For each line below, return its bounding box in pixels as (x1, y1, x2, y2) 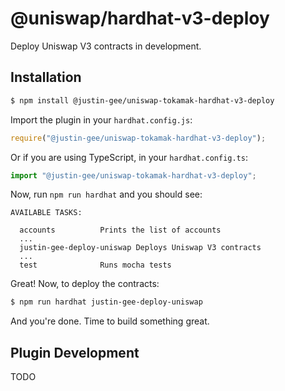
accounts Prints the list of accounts (19, 225, 222, 236)
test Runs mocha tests (19, 260, 172, 271)
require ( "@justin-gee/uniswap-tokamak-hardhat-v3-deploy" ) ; (10, 133, 267, 143)
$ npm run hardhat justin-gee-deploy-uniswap (10, 297, 203, 307)
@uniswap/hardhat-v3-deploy (10, 7, 270, 30)
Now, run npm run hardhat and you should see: (10, 188, 203, 201)
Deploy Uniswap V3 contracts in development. (10, 40, 202, 52)
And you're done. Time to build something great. (10, 315, 210, 327)
